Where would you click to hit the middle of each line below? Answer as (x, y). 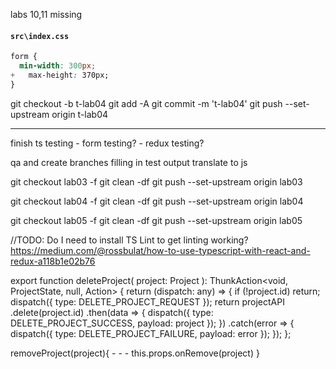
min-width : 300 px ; (58, 66)
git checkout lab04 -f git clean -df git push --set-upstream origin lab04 (157, 201)
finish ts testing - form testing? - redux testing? (107, 143)
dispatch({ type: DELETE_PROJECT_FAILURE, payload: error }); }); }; (151, 333)
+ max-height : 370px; (60, 75)
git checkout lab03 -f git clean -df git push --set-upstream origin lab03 (156, 181)
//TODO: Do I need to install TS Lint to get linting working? (129, 240)
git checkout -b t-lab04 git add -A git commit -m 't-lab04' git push (146, 103)
